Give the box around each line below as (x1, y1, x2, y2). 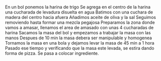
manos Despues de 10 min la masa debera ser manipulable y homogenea (5, 35, 152, 41)
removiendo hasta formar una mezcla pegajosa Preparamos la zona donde (5, 19, 155, 25)
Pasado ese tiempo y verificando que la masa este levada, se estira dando (5, 46, 155, 51)
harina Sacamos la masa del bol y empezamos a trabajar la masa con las (5, 30, 151, 35)
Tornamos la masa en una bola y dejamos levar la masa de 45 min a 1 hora (5, 40, 155, 46)
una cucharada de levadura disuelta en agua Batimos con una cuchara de (5, 9, 153, 15)
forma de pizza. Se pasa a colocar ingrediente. (5, 50, 99, 56)
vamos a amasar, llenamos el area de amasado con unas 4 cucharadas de (5, 25, 154, 30)
